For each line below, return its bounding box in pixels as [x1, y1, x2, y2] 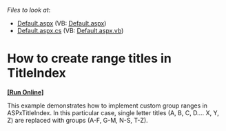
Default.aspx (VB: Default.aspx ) [17, 19, 107, 27]
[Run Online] [7, 88, 44, 96]
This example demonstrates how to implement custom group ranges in [7, 101, 208, 110]
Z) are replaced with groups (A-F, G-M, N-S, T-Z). [7, 116, 148, 124]
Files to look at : [7, 6, 51, 14]
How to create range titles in [7, 51, 172, 66]
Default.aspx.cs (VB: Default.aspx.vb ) [17, 27, 124, 34]
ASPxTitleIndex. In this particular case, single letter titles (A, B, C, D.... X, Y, [7, 108, 219, 117]
